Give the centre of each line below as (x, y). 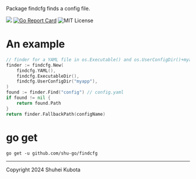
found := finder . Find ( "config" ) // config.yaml (65, 92)
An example (36, 44)
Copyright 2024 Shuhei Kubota (43, 170)
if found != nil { (28, 98)
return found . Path (39, 103)
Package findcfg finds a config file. (48, 8)
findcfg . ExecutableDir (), (48, 76)
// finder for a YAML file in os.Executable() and (69, 60)
